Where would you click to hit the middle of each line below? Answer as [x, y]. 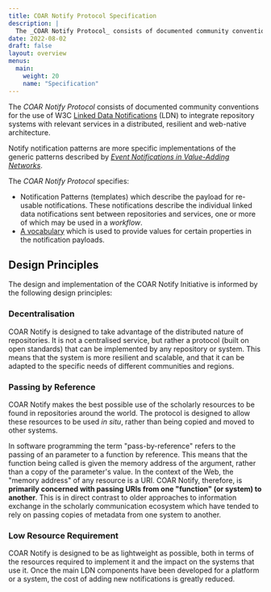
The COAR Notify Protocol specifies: [69, 181]
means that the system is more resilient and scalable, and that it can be [127, 357]
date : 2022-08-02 [38, 38]
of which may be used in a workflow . [81, 222]
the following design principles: [60, 293]
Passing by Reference [52, 387]
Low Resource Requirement [64, 535]
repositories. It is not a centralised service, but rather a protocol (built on [129, 340]
